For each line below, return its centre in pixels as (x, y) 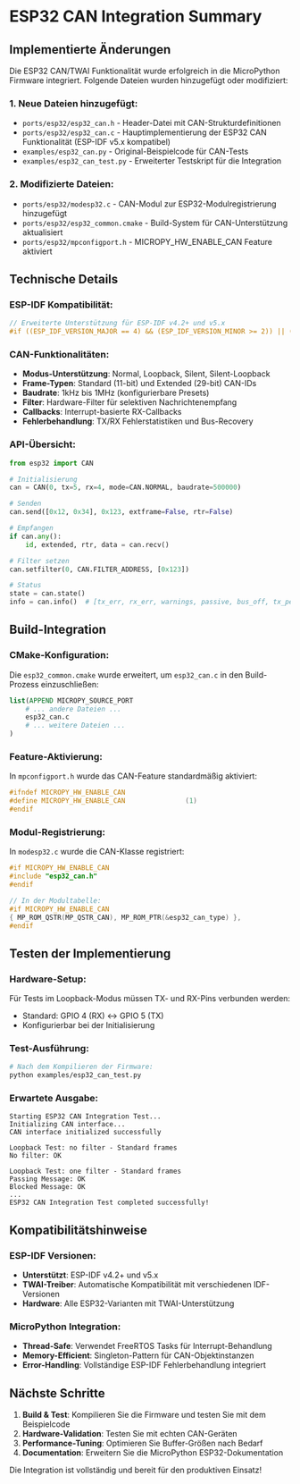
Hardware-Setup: (48, 979)
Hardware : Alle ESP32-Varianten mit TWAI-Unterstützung (128, 1303)
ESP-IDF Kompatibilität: (61, 304)
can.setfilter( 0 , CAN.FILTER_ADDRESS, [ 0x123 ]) (100, 569)
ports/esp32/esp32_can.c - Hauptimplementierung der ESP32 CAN (144, 132)
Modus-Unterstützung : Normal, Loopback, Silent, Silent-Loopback (146, 374)
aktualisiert (42, 232)
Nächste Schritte (57, 1393)
